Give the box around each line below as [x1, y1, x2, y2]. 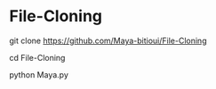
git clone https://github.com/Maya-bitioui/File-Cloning [9, 35, 207, 46]
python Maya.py [9, 69, 68, 80]
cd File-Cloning [9, 52, 66, 63]
